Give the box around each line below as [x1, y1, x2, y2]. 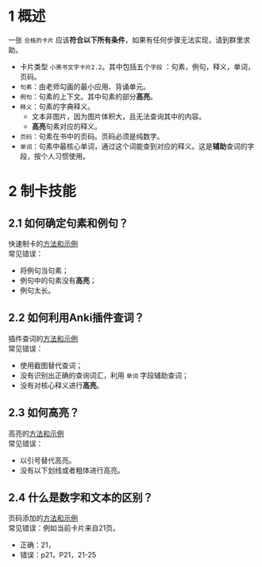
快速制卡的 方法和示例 [8, 239, 78, 248]
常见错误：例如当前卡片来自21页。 [8, 523, 121, 533]
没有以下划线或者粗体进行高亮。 [19, 465, 125, 475]
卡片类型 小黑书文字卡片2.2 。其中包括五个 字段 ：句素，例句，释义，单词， [19, 61, 256, 72]
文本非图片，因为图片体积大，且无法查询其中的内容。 [31, 111, 206, 121]
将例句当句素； [19, 266, 69, 275]
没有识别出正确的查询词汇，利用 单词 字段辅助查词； [19, 371, 189, 380]
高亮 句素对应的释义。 [31, 121, 102, 131]
